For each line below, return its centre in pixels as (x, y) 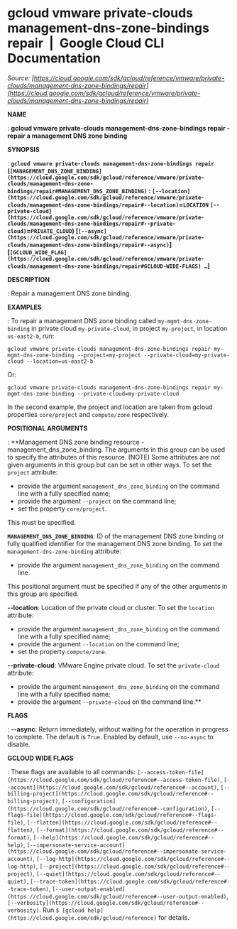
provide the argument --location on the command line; (98, 643)
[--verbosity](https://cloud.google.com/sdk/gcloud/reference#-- (106, 903)
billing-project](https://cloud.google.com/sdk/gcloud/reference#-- (111, 793)
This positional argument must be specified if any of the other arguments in (117, 586)
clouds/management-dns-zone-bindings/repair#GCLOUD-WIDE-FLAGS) (104, 266)
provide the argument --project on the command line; (97, 501)
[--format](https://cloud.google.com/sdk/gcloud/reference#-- (130, 830)
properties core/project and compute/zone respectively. (88, 414)
